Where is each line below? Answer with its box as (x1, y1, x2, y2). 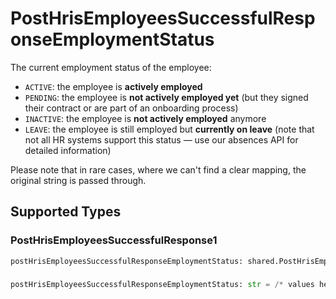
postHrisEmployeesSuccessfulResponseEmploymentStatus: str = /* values (10, 280, 315, 290)
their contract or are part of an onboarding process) (24, 102, 239, 114)
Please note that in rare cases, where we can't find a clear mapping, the (10, 163, 307, 176)
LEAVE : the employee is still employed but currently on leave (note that (24, 123, 315, 135)
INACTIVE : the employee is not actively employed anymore (24, 112, 267, 124)
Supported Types (10, 203, 122, 221)
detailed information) (24, 144, 112, 156)
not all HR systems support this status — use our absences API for (24, 133, 299, 146)
